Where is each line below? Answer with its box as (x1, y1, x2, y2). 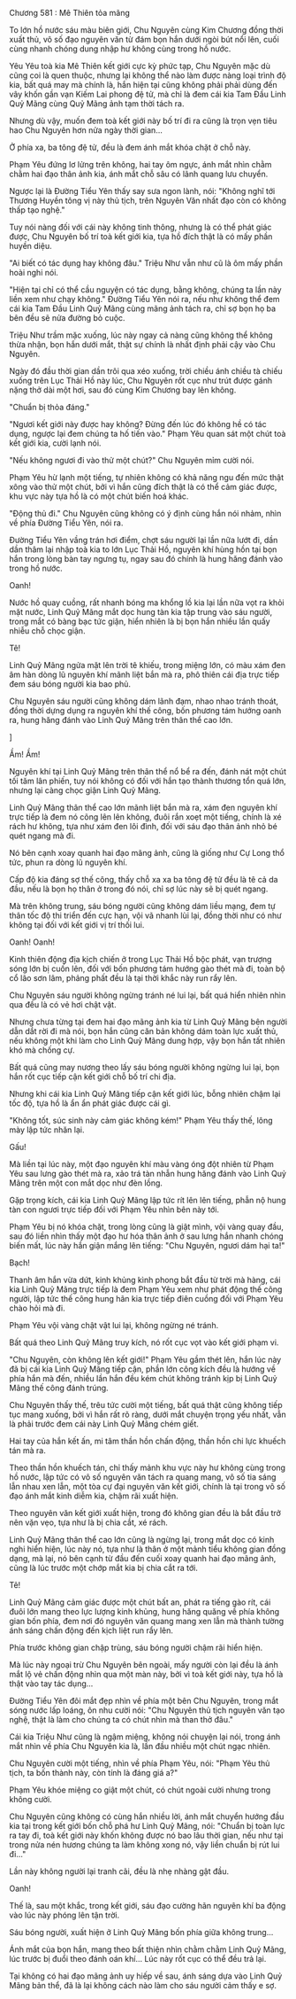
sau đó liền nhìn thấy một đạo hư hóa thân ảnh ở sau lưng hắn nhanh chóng (9, 1231, 285, 1241)
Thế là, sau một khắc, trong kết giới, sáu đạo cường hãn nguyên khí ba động (9, 1901, 286, 1910)
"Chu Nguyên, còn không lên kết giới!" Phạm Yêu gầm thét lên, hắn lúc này (9, 1355, 282, 1365)
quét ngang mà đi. (9, 830, 76, 841)
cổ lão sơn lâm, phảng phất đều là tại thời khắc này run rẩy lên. (9, 973, 238, 983)
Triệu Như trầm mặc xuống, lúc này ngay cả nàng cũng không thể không (9, 330, 273, 340)
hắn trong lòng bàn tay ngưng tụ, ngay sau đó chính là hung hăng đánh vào (9, 554, 284, 564)
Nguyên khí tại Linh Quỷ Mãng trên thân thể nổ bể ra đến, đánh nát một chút (9, 766, 287, 776)
